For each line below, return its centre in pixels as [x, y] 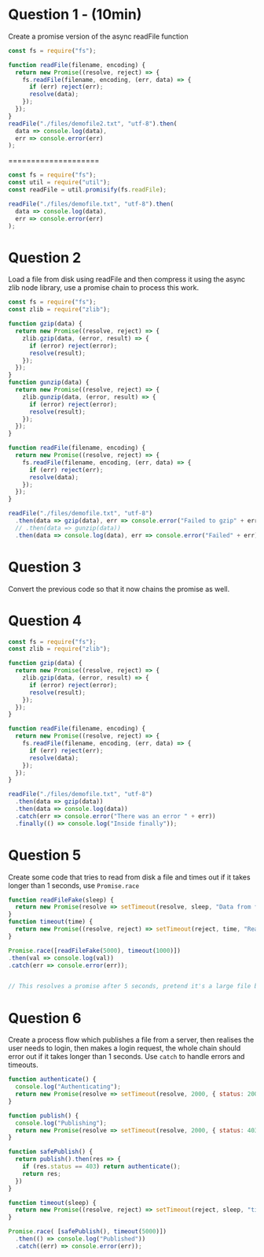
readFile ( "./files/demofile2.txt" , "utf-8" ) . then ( [93, 124]
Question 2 [45, 257]
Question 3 [45, 567]
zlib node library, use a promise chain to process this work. [104, 288]
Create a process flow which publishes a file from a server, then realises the [131, 1040]
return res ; [42, 1173]
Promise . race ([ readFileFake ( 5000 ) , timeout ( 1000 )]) [94, 950]
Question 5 [45, 855]
